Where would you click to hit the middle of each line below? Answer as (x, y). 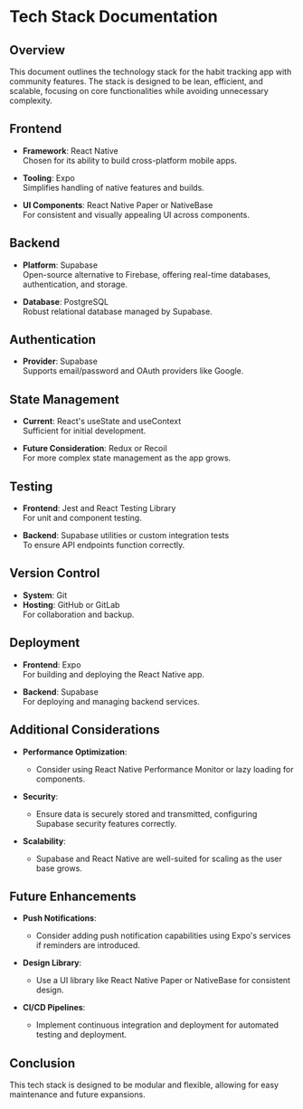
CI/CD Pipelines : (54, 1008)
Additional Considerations (85, 730)
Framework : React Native (71, 150)
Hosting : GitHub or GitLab (71, 604)
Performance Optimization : (75, 752)
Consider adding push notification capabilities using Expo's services (163, 936)
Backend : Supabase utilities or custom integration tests (126, 536)
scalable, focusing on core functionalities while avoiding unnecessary (139, 91)
